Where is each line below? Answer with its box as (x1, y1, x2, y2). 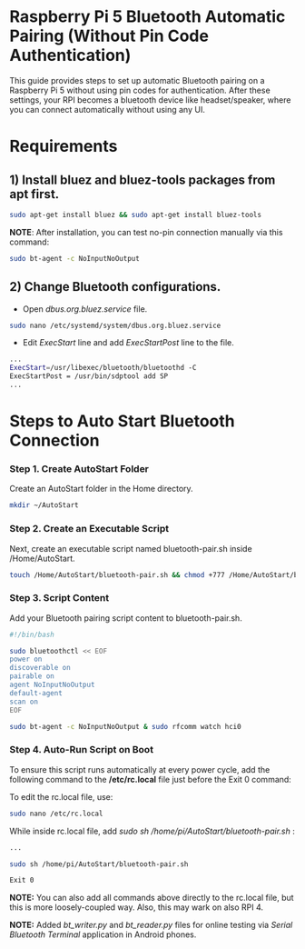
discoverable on (9, 664, 71, 673)
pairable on (9, 672, 54, 681)
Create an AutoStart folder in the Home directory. (9, 484, 193, 494)
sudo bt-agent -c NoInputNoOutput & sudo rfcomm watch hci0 (9, 722, 242, 731)
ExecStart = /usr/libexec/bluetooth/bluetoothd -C (9, 364, 197, 373)
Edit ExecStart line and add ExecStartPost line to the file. (22, 337, 234, 348)
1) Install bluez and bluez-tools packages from (9, 172, 276, 187)
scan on (9, 697, 39, 706)
